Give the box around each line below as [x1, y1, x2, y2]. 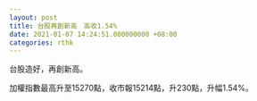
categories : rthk [9, 38, 74, 47]
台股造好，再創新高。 [9, 63, 87, 74]
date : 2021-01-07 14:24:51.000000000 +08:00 [9, 29, 178, 38]
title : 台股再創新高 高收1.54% [9, 21, 118, 30]
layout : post [9, 13, 58, 22]
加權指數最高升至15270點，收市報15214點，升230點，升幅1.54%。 [9, 82, 253, 94]
